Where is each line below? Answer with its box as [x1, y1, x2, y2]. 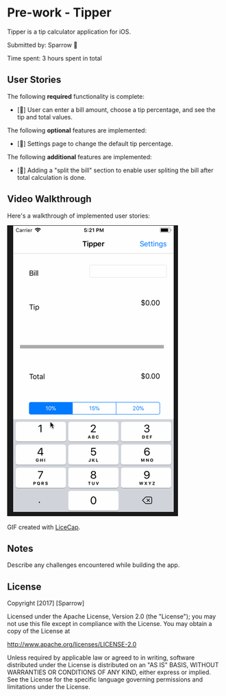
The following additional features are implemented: [7, 152, 152, 161]
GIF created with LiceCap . [7, 523, 81, 531]
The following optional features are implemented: [7, 126, 147, 135]
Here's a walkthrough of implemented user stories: [7, 211, 151, 220]
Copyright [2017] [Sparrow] [7, 599, 84, 607]
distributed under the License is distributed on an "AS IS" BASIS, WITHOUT [7, 661, 219, 669]
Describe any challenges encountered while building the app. [7, 561, 180, 569]
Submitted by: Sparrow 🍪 [7, 40, 78, 49]
